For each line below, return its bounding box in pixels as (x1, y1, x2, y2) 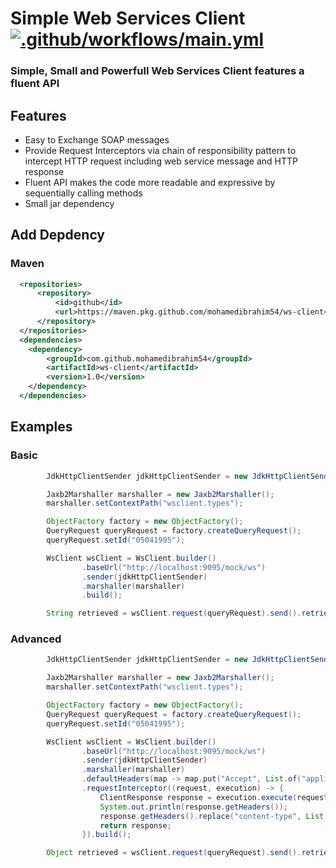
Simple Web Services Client (10, 7, 246, 30)
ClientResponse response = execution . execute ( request (99, 792, 329, 802)
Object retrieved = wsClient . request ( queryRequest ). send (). (46, 848, 302, 858)
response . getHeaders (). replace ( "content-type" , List (99, 811, 325, 821)
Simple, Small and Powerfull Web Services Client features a (10, 64, 305, 78)
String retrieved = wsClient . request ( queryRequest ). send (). (46, 608, 302, 619)
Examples (10, 418, 73, 436)
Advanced (10, 632, 62, 646)
